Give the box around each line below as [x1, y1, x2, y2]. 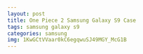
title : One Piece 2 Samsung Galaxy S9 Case [7, 17, 137, 24]
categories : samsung [7, 29, 68, 37]
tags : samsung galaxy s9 [7, 23, 80, 30]
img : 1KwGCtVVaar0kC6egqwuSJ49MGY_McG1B [7, 36, 128, 43]
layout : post [7, 10, 46, 18]
